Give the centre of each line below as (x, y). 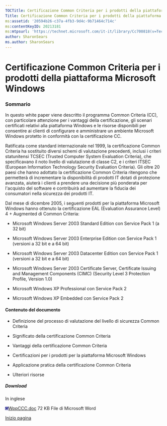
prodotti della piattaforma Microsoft (81, 78)
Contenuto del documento (33, 310)
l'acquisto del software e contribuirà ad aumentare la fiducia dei (70, 188)
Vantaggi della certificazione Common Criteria (60, 345)
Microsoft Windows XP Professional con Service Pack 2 (69, 289)
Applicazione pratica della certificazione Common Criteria (72, 365)
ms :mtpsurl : (17, 32)
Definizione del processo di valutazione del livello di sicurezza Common (86, 321)
